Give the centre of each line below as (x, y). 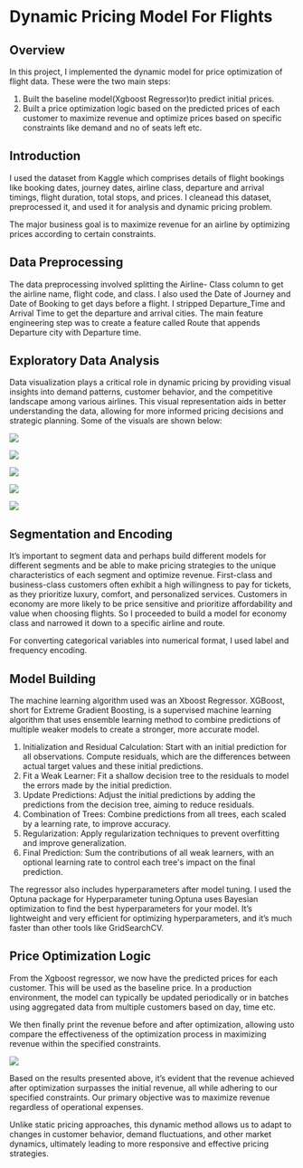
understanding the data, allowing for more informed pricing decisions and (147, 411)
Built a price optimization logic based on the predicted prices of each (151, 109)
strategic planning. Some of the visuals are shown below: (116, 421)
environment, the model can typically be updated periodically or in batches (149, 997)
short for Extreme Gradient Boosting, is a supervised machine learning (140, 710)
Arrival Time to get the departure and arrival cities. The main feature (137, 313)
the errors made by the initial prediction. (97, 785)
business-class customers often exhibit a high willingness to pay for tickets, (151, 584)
